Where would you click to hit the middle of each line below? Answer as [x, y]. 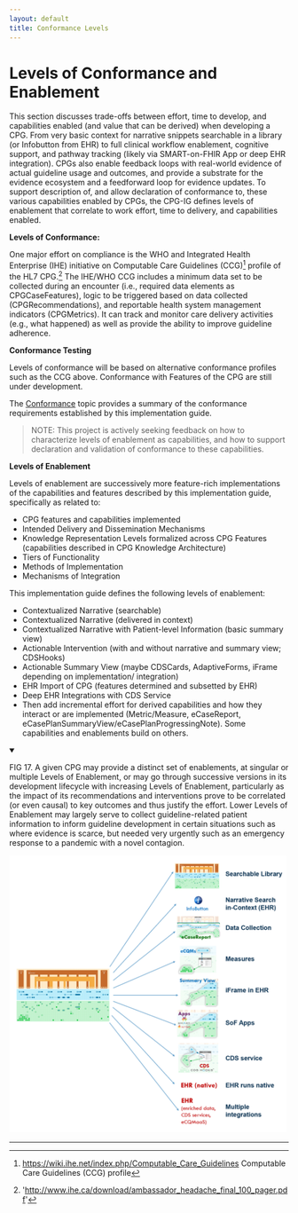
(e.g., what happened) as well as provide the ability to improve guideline [141, 323]
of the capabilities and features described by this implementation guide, [141, 492]
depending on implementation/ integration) [100, 676]
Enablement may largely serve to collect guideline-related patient [129, 814]
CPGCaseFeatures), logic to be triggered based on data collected [129, 295]
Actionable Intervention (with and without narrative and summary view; [152, 648]
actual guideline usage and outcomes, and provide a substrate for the [136, 173]
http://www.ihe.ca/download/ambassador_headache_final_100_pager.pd [157, 1190]
